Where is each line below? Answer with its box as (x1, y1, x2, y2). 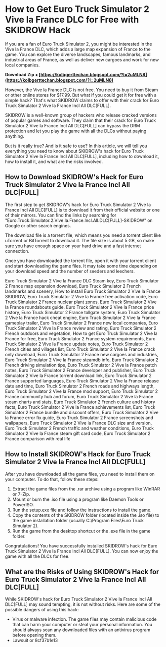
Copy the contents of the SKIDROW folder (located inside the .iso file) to (12, 512, 160, 518)
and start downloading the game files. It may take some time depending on (5, 263, 158, 269)
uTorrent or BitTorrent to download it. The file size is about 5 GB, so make (5, 237, 155, 243)
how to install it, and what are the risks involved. (5, 159, 103, 164)
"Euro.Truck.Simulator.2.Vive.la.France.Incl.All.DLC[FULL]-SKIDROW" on (5, 217, 153, 223)
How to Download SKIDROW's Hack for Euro (5, 173, 144, 181)
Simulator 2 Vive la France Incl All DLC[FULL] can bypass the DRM (5, 122, 140, 128)
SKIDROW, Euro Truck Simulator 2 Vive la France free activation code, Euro (5, 293, 158, 299)
